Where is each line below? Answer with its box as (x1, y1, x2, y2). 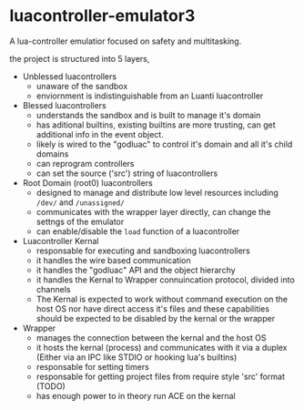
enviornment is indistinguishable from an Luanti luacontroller (35, 90, 264, 101)
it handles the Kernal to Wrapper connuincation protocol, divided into (35, 274, 296, 285)
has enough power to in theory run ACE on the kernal (35, 390, 236, 401)
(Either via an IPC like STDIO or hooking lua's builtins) (35, 352, 238, 363)
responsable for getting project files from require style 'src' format (35, 371, 285, 382)
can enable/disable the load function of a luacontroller (35, 225, 240, 237)
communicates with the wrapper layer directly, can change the (35, 206, 271, 217)
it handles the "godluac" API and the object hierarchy (35, 264, 236, 275)
